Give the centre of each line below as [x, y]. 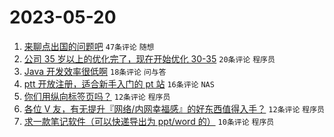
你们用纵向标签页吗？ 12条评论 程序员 [97, 96]
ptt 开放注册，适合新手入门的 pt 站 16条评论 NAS [119, 83]
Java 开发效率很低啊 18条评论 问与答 [95, 71]
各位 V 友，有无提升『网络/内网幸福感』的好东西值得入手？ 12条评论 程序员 [174, 108]
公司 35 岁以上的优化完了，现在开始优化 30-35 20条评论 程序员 [149, 58]
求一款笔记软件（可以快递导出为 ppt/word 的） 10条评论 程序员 [149, 121]
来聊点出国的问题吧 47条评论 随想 [89, 46]
